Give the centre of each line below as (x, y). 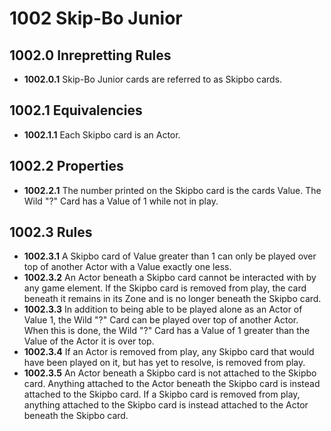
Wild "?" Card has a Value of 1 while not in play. (121, 201)
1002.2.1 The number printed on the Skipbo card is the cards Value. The (172, 190)
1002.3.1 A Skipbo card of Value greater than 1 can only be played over (170, 256)
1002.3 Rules (51, 232)
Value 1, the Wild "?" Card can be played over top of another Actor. (161, 320)
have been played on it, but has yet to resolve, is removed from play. (164, 363)
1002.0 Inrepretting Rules (90, 55)
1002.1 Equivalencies (76, 110)
